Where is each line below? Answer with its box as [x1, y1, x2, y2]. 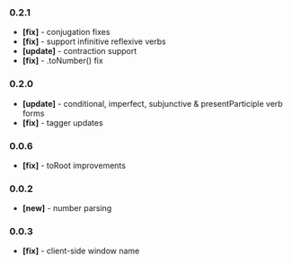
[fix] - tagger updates [22, 117, 103, 128]
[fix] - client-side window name [22, 245, 140, 257]
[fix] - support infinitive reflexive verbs [22, 36, 166, 47]
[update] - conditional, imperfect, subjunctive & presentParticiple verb [22, 98, 283, 109]
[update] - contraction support [22, 46, 137, 57]
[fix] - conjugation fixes [22, 27, 111, 38]
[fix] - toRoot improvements [22, 160, 126, 171]
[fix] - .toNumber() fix [22, 56, 103, 66]
